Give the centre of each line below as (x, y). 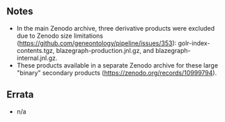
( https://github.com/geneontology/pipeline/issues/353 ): (96, 43)
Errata (20, 94)
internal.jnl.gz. (37, 58)
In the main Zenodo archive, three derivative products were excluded (116, 28)
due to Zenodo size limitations (60, 36)
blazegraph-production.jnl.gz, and (105, 50)
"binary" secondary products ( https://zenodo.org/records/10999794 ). (117, 73)
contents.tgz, (36, 50)
